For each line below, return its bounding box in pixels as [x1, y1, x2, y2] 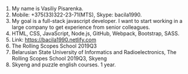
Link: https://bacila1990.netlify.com [11, 36, 97, 43]
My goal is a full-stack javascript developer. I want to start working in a [11, 18, 183, 24]
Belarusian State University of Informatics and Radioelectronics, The [11, 49, 177, 55]
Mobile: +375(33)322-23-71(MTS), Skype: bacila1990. [11, 11, 142, 18]
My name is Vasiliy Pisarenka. [11, 5, 84, 12]
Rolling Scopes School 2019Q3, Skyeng [11, 55, 107, 62]
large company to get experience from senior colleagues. [11, 23, 151, 31]
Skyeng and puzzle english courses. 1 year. [11, 61, 116, 68]
